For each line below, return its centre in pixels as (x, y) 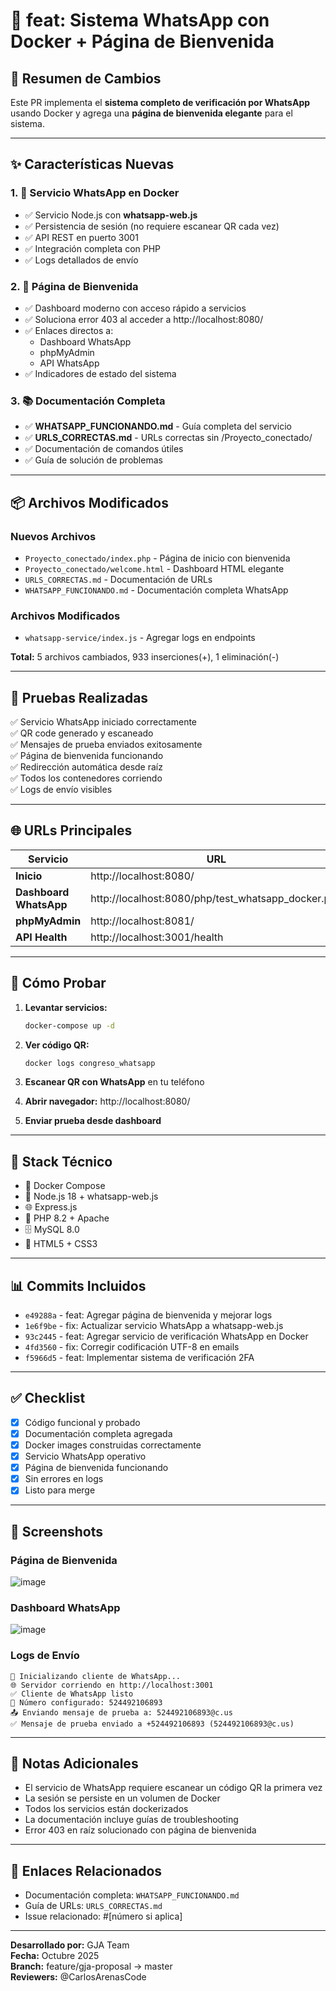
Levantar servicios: (66, 1007)
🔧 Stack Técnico (61, 1161)
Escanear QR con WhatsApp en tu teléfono (114, 1082)
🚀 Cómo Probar (58, 983)
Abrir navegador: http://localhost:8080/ (107, 1101)
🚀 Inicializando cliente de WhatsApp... (96, 1676)
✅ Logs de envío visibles (61, 790)
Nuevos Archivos (53, 536)
